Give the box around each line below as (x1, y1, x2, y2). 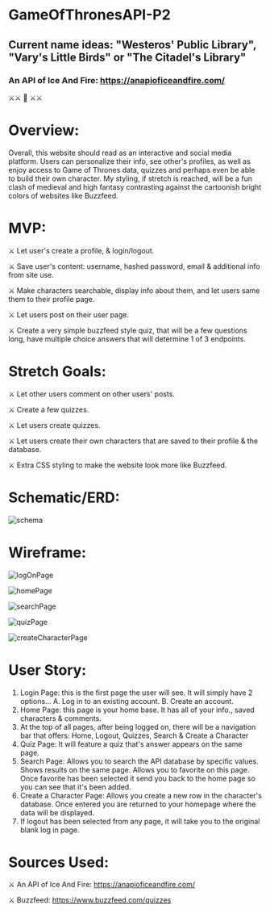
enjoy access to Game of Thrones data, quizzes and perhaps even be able (8, 165, 255, 174)
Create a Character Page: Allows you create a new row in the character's (19, 790, 262, 800)
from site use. (8, 270, 55, 279)
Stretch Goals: (8, 362, 106, 380)
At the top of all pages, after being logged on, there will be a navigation (19, 722, 256, 731)
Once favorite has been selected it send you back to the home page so (19, 773, 256, 783)
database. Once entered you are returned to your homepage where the (19, 799, 256, 809)
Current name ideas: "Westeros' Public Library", (8, 38, 256, 52)
